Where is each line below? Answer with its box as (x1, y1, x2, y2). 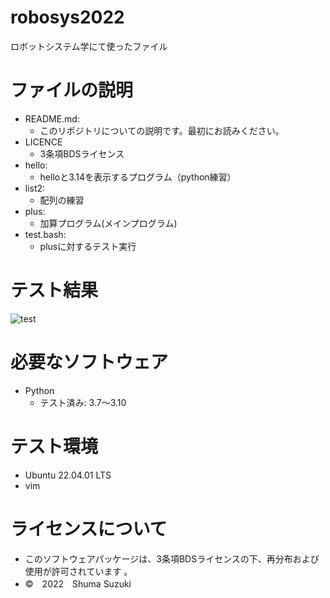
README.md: (24, 112, 80, 125)
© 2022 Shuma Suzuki (24, 577, 132, 590)
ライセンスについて (10, 517, 168, 540)
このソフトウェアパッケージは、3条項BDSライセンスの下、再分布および (24, 552, 320, 565)
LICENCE (24, 136, 63, 148)
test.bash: (24, 228, 67, 240)
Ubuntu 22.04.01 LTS (24, 469, 112, 481)
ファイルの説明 (10, 79, 134, 102)
